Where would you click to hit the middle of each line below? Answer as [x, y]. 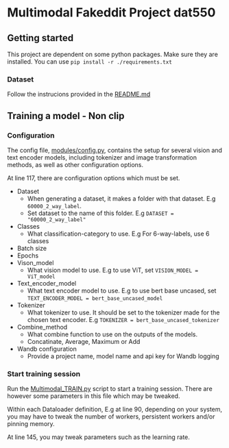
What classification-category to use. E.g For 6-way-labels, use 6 [119, 234]
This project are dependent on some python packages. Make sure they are [112, 54]
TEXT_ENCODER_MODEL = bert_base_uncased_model [95, 298]
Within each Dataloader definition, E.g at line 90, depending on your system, [115, 410]
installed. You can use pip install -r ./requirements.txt [90, 62]
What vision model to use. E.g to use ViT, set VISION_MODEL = [113, 270]
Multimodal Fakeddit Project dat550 [111, 13]
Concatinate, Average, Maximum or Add [84, 341]
